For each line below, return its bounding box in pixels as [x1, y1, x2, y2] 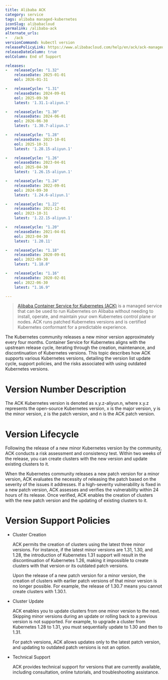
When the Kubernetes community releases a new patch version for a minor [5, 471, 160, 477]
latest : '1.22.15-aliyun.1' [14, 215, 72, 221]
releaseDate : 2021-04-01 [14, 229, 66, 234]
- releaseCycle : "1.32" [5, 68, 59, 73]
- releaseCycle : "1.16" [5, 271, 59, 276]
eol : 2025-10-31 [14, 142, 48, 147]
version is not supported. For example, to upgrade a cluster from [12, 619, 146, 625]
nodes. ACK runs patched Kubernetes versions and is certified [17, 319, 146, 325]
